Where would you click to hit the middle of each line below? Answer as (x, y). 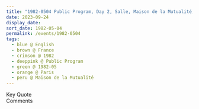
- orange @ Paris (33, 72)
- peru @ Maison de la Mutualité (53, 78)
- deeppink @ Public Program (47, 61)
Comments (20, 101)
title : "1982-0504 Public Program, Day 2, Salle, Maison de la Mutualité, (100, 12)
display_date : (24, 23)
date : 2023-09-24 (28, 17)
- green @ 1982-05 (34, 67)
